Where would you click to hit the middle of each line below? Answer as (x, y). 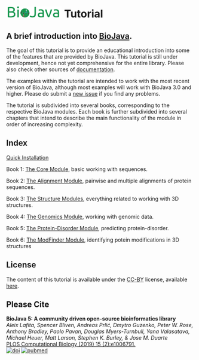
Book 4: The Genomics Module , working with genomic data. (80, 216)
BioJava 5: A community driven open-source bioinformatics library (91, 319)
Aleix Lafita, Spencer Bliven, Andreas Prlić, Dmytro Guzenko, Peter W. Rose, (100, 325)
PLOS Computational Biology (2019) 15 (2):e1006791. (71, 344)
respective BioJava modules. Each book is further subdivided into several (97, 112)
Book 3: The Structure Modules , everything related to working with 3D (93, 199)
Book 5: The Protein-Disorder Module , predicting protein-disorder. (88, 228)
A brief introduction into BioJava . (69, 36)
